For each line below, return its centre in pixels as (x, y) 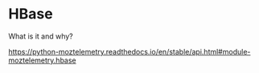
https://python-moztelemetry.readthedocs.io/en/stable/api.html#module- (129, 51)
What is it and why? (41, 36)
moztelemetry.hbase (42, 60)
